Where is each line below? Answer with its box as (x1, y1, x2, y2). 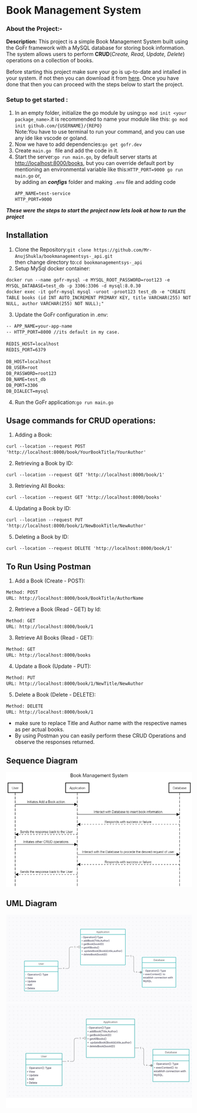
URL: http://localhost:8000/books (6, 652, 91, 658)
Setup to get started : (6, 96, 68, 104)
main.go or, (14, 172, 41, 179)
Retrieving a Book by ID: (14, 460, 74, 467)
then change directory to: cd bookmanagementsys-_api (14, 258, 143, 266)
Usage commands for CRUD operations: (6, 415, 156, 426)
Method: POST (6, 590, 38, 596)
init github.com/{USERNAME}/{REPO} (14, 122, 103, 129)
